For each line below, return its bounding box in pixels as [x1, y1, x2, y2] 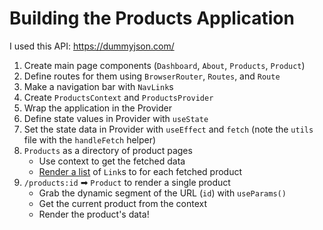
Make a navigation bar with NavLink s [23, 80, 174, 92]
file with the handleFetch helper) [23, 133, 157, 146]
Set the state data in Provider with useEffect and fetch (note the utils [23, 123, 314, 135]
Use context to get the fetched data [38, 155, 186, 167]
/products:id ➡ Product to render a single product [23, 176, 231, 188]
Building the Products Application [9, 7, 295, 30]
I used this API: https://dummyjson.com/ [9, 40, 175, 52]
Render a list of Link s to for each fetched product [38, 165, 243, 177]
